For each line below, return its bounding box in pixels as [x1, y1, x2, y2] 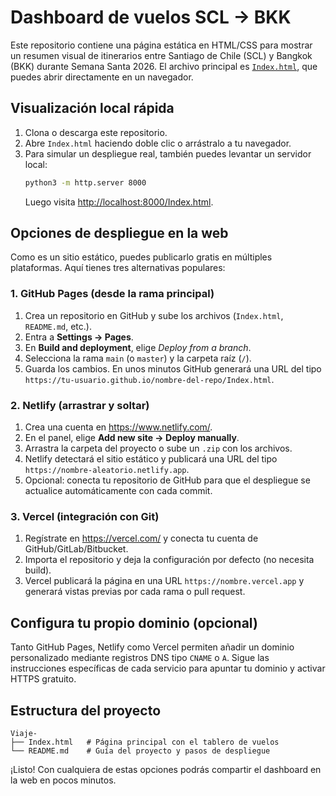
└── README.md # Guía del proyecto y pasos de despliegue [10, 746, 271, 756]
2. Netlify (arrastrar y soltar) [10, 398, 150, 412]
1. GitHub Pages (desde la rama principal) [10, 287, 215, 301]
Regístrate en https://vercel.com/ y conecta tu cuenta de [24, 532, 259, 545]
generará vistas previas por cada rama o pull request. [24, 586, 246, 598]
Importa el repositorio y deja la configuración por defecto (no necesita [24, 554, 315, 566]
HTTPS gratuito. [10, 673, 77, 685]
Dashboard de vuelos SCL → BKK [10, 6, 292, 29]
